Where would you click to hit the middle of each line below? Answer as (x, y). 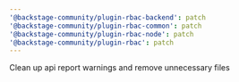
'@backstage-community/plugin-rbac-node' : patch (102, 34)
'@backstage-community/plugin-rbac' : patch (92, 42)
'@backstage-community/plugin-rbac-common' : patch (106, 26)
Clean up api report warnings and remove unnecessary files (119, 68)
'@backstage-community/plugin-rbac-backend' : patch (107, 17)
